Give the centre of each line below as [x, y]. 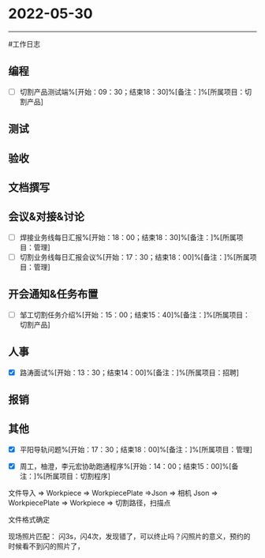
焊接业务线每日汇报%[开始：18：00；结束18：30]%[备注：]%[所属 [128, 237]
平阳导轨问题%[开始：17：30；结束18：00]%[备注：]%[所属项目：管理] [136, 449]
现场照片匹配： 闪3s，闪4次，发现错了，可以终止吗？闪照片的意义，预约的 [129, 536]
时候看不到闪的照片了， [46, 546]
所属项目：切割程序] [78, 476]
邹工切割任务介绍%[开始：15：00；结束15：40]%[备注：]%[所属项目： [135, 315]
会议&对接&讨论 [47, 217]
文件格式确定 [29, 519]
